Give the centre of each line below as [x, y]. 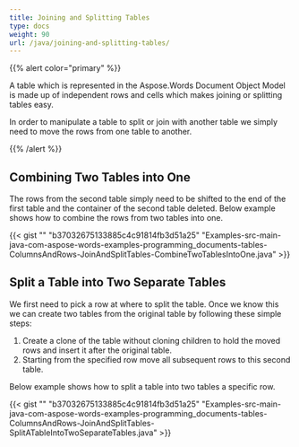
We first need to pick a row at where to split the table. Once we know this [144, 304]
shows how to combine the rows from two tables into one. [116, 218]
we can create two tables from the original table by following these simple [145, 313]
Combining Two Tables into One [100, 177]
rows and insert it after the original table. [97, 350]
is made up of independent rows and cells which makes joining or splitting [146, 95]
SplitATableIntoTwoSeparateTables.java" [83, 433]
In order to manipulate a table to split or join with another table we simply [144, 122]
